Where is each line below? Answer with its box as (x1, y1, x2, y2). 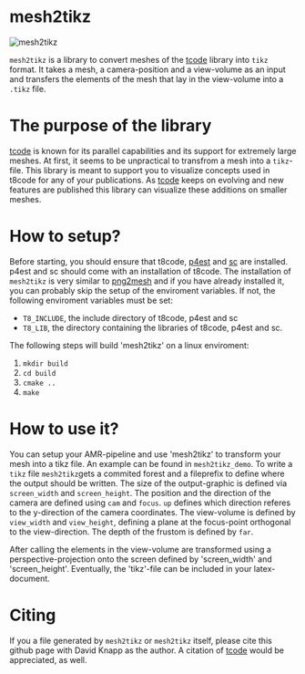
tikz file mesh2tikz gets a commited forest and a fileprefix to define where (9, 468, 285, 479)
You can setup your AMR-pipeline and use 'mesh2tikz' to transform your (9, 449, 281, 460)
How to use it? (9, 419, 119, 439)
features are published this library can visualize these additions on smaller (9, 184, 288, 195)
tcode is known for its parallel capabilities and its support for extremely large (9, 145, 297, 156)
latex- (253, 563, 276, 574)
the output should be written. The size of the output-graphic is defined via (9, 477, 288, 489)
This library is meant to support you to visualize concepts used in (25, 164, 270, 175)
